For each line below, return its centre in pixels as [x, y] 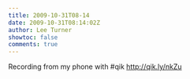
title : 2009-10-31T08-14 [49, 15]
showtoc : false [33, 37]
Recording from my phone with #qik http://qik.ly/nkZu [95, 66]
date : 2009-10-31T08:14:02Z [54, 23]
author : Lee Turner [40, 30]
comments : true [33, 45]
